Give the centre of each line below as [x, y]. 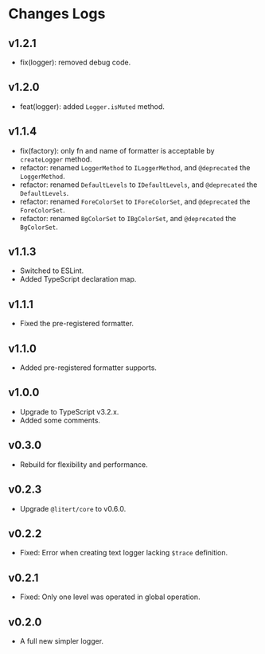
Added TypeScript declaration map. [78, 279]
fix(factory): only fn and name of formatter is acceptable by [117, 150]
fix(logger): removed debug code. [75, 62]
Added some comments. [60, 420]
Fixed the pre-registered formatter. [76, 324]
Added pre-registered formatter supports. [88, 368]
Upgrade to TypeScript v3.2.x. [69, 411]
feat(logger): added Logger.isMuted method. [92, 106]
